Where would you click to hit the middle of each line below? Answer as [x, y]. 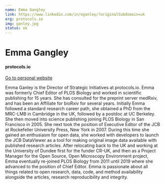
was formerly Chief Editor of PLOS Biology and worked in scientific [73, 93]
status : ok [16, 28]
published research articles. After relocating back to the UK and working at [82, 145]
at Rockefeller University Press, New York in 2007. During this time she [77, 129]
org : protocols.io [24, 19]
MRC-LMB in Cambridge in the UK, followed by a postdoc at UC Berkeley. [80, 114]
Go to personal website [29, 78]
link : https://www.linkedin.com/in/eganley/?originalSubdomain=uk [75, 14]
